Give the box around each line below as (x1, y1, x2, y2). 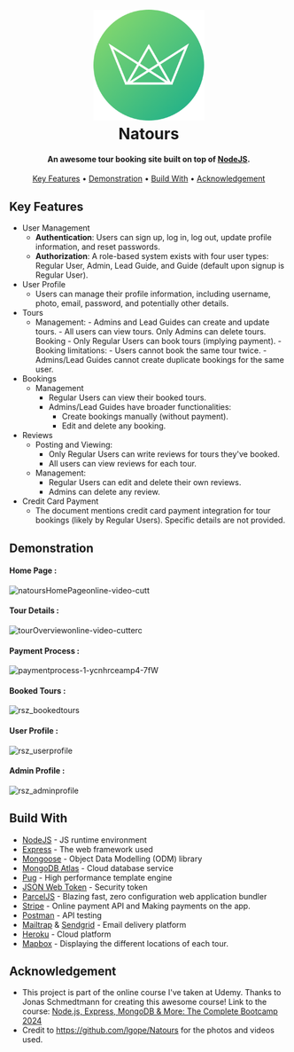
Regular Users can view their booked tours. (48, 392, 206, 403)
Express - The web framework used (21, 844, 153, 854)
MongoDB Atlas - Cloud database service (21, 862, 174, 873)
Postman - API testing (21, 909, 102, 921)
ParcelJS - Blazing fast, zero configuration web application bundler (21, 891, 267, 901)
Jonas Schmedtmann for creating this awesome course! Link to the (21, 997, 267, 1008)
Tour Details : (9, 605, 59, 616)
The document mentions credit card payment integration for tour (35, 506, 272, 516)
